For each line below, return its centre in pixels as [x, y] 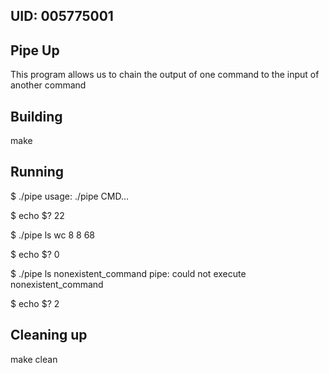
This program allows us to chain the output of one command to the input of [165, 75]
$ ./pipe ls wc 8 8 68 [53, 235]
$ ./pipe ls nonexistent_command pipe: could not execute [128, 273]
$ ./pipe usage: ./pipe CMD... [70, 196]
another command [48, 85]
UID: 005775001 [62, 16]
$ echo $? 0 [35, 254]
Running [37, 172]
